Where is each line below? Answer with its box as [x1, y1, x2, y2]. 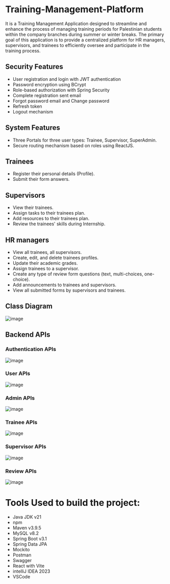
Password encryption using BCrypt [12, 81, 87, 87]
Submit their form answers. [12, 176, 70, 182]
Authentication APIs [5, 346, 56, 353]
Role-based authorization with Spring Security [12, 87, 110, 93]
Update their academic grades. [12, 260, 78, 266]
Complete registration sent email [12, 92, 81, 98]
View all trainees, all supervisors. [12, 249, 82, 255]
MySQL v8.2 [12, 530, 39, 536]
